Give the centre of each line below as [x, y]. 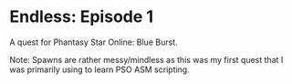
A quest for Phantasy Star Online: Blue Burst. [94, 42]
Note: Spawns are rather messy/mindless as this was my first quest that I [146, 59]
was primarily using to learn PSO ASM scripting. [99, 69]
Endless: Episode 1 [81, 17]
